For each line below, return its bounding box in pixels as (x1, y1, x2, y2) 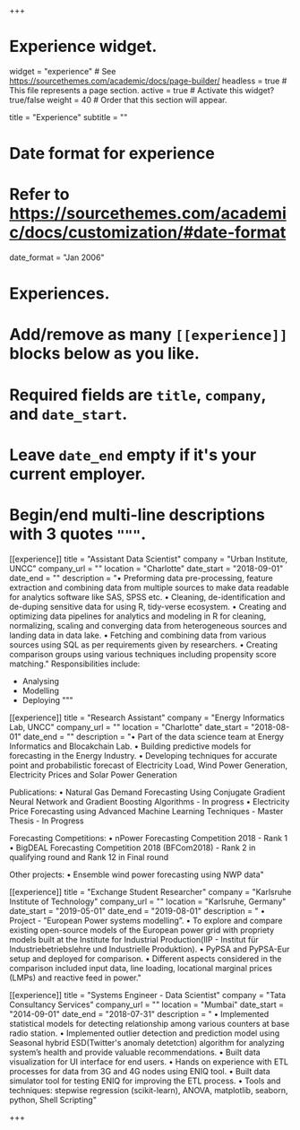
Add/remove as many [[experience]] (9, 325, 288, 345)
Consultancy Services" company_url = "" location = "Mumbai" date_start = (9, 999, 285, 1010)
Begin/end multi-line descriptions (9, 505, 266, 525)
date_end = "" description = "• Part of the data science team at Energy (22, 731, 285, 742)
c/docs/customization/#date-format (9, 222, 287, 243)
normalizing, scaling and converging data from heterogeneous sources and (9, 620, 287, 630)
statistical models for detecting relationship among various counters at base (9, 1018, 290, 1029)
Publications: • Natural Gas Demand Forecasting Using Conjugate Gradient (9, 787, 286, 797)
